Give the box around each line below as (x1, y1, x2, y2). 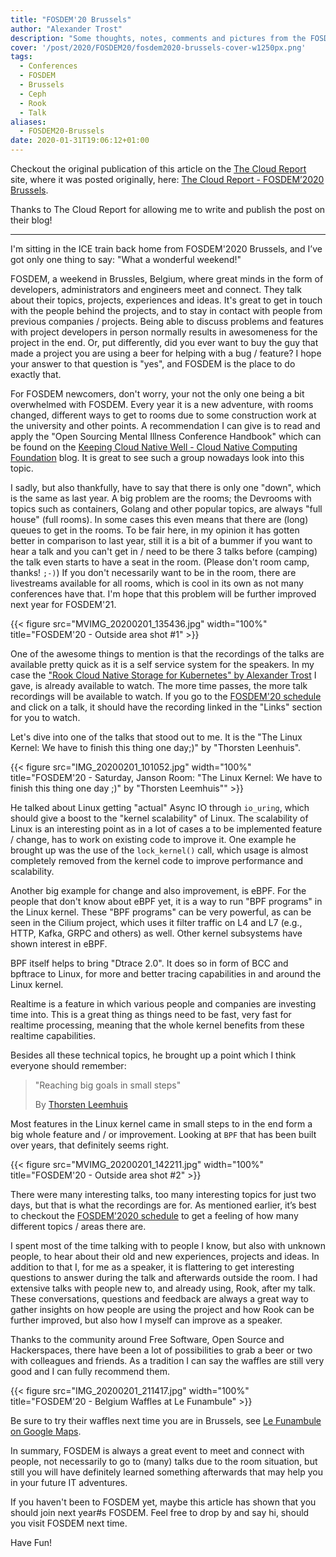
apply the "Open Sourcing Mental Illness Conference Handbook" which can (10, 431, 322, 442)
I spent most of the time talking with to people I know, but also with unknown (10, 1240, 326, 1251)
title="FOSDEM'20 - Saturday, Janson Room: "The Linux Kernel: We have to (10, 772, 323, 783)
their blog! (10, 214, 53, 226)
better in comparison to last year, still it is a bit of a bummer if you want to (10, 535, 313, 546)
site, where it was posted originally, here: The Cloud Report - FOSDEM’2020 (10, 174, 325, 185)
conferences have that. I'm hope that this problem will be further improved (10, 588, 317, 600)
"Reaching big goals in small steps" (34, 1079, 182, 1091)
